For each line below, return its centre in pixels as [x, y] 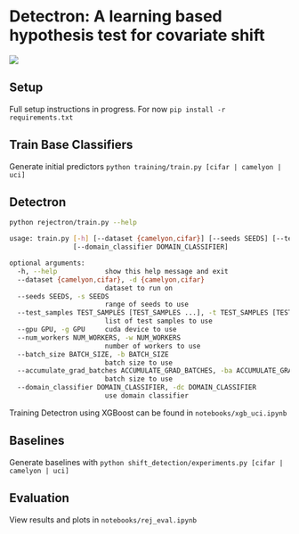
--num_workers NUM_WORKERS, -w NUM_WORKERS [99, 337]
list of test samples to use [159, 321]
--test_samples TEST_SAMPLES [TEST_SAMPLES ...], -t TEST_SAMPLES [143, 313]
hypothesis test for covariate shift [137, 35]
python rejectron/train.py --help [73, 223]
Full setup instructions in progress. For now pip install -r [117, 109]
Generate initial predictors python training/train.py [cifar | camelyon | [145, 166]
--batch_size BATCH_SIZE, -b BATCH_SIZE [93, 354]
